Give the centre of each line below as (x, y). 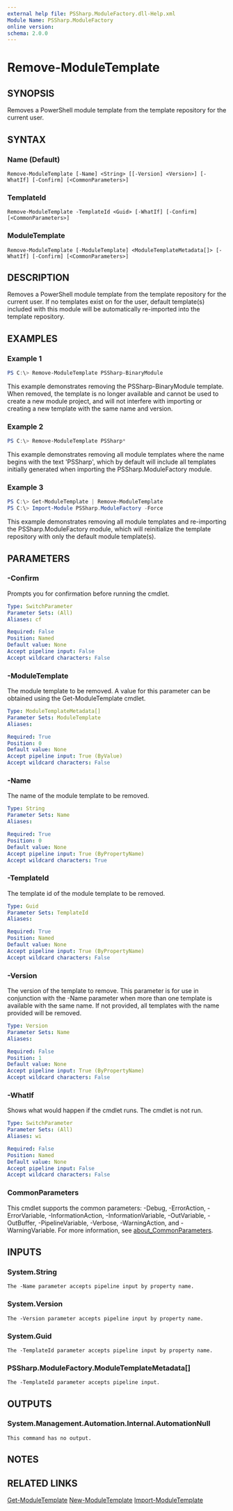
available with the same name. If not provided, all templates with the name (113, 1005)
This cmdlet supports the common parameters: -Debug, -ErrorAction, (107, 1208)
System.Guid (30, 1336)
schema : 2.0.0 (28, 33)
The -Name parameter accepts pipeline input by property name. (101, 1287)
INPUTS (24, 1252)
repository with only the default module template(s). (82, 537)
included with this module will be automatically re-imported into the (104, 309)
